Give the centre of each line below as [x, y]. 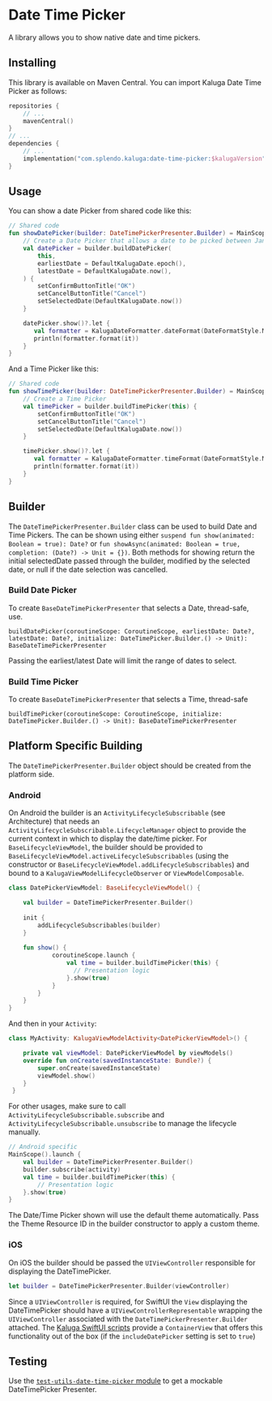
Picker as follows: [38, 91]
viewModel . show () [66, 1076]
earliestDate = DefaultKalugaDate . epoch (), [112, 263]
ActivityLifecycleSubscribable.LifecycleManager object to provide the [127, 830]
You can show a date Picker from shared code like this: [100, 211]
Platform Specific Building [76, 746]
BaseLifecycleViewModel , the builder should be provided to [106, 847]
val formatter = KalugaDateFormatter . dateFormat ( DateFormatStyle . [148, 331]
